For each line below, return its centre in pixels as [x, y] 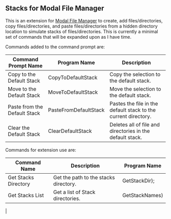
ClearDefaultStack [70, 131]
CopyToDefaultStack [73, 77]
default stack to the [133, 110]
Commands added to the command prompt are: [55, 47]
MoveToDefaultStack [73, 92]
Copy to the [22, 74]
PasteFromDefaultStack [76, 110]
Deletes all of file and [135, 124]
